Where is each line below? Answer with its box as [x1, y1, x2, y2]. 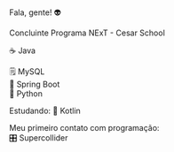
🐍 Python [9, 88, 43, 99]
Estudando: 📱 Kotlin [9, 105, 82, 116]
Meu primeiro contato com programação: [9, 123, 160, 133]
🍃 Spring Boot [9, 79, 60, 89]
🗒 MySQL [9, 66, 45, 77]
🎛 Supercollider [9, 133, 68, 143]
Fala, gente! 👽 [9, 7, 62, 18]
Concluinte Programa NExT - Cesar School [9, 27, 166, 38]
